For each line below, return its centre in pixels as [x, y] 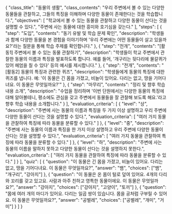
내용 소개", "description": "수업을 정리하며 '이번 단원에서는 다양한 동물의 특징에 [85, 91]
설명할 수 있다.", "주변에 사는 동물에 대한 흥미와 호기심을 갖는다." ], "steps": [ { [84, 27]
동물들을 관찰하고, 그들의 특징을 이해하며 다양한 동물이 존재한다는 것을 [75, 14]
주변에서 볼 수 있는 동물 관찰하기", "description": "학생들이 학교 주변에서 [87, 52]
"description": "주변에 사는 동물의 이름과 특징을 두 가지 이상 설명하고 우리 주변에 [86, 110]
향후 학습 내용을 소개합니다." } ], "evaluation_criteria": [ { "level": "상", [77, 104]
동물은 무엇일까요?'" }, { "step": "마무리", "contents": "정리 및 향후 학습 [93, 84]
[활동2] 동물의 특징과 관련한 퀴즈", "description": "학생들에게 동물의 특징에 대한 [85, 72]
